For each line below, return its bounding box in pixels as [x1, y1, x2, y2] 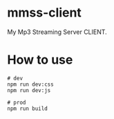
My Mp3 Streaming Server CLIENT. [7, 28, 107, 36]
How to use [7, 52, 73, 68]
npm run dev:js [7, 86, 51, 94]
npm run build [7, 105, 48, 112]
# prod [7, 99, 26, 106]
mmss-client [7, 5, 82, 21]
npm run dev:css [7, 81, 54, 88]
